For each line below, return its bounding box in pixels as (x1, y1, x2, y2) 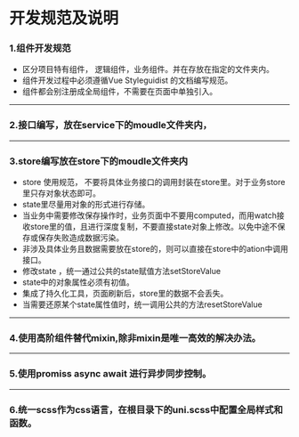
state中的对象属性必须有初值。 (21, 277, 135, 287)
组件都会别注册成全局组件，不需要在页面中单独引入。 (21, 86, 218, 97)
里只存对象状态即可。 (21, 188, 101, 198)
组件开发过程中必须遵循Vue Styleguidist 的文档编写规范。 (21, 75, 233, 85)
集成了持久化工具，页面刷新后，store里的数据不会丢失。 (21, 288, 229, 299)
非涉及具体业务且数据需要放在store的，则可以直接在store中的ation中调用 (21, 244, 289, 255)
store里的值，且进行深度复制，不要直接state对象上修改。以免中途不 (29, 222, 278, 232)
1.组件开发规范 (9, 42, 71, 54)
